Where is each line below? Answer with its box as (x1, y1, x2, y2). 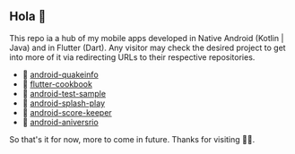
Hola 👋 (9, 9, 47, 24)
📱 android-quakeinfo (22, 69, 99, 80)
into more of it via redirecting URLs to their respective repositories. (9, 51, 256, 63)
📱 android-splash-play (22, 98, 106, 108)
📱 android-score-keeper (22, 107, 112, 117)
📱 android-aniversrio (22, 116, 99, 127)
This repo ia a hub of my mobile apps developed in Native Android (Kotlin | (9, 32, 284, 43)
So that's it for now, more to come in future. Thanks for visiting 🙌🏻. (9, 133, 256, 144)
